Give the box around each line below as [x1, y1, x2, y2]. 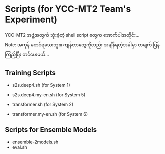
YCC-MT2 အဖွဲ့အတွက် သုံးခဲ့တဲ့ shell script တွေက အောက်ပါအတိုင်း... [5, 32, 140, 38]
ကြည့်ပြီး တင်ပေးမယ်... [5, 51, 50, 57]
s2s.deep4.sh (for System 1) [12, 82, 71, 88]
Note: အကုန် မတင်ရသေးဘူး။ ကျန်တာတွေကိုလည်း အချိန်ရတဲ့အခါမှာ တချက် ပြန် [5, 41, 160, 48]
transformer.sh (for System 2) [12, 101, 74, 107]
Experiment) [5, 14, 58, 25]
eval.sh [12, 144, 27, 150]
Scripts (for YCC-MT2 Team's [5, 3, 131, 15]
